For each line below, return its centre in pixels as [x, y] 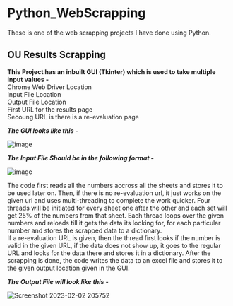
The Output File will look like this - [58, 281]
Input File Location [34, 94]
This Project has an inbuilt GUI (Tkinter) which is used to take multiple [112, 71]
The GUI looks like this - [43, 130]
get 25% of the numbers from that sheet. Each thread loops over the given [116, 215]
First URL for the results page [50, 109]
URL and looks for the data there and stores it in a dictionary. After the [109, 253]
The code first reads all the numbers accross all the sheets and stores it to [115, 185]
